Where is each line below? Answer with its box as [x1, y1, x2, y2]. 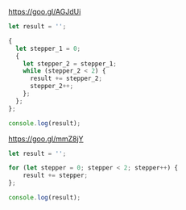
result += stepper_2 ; [29, 74, 103, 83]
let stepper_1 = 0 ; [15, 44, 81, 52]
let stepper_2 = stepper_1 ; [23, 60, 117, 68]
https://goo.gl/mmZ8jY [8, 133, 84, 144]
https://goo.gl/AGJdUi [8, 7, 81, 16]
